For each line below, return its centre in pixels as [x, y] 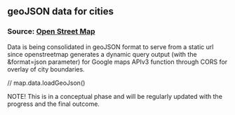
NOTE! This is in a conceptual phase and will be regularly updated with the [115, 96]
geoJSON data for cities [61, 12]
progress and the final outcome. [54, 104]
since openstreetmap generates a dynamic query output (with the [102, 54]
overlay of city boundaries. [46, 69]
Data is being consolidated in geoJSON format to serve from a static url [110, 47]
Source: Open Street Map [52, 32]
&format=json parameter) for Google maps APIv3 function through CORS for [117, 62]
